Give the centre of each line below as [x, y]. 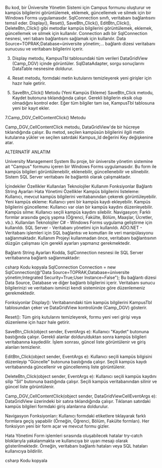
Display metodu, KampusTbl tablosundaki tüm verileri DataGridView [80, 58]
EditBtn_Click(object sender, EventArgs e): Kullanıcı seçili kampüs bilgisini [79, 357]
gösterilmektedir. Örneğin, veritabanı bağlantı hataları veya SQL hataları [76, 446]
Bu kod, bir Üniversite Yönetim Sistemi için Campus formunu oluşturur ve [78, 8]
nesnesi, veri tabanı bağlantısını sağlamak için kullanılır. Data [65, 38]
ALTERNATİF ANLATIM [28, 152]
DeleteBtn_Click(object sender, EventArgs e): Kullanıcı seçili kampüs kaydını [81, 376]
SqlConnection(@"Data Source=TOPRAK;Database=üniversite [67, 272]
